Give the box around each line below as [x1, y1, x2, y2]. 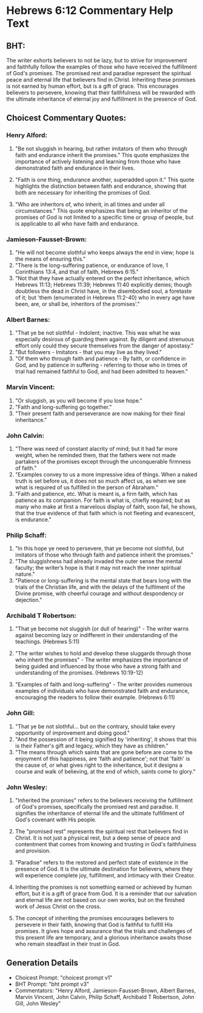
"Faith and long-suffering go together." [15, 403, 112, 410]
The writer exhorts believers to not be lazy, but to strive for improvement [6, 57, 187, 64]
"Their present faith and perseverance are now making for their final [15, 410, 185, 417]
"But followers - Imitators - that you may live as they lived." [15, 349, 162, 356]
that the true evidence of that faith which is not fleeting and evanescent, [15, 509, 196, 517]
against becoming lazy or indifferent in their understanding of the [15, 632, 178, 639]
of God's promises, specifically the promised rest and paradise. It [15, 803, 179, 811]
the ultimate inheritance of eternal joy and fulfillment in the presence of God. [6, 95, 198, 102]
